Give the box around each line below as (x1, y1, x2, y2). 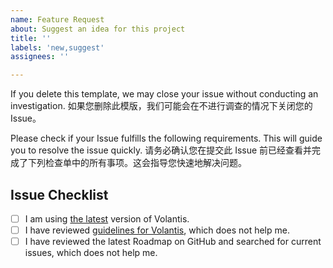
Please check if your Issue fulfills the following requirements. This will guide (10, 132, 323, 145)
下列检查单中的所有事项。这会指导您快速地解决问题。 (27, 157, 247, 169)
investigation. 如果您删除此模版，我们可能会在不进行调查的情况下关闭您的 (10, 100, 313, 112)
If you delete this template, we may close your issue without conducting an (10, 88, 319, 100)
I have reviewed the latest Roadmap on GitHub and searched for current (24, 236, 322, 248)
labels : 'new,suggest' (10, 42, 105, 53)
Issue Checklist (10, 186, 109, 203)
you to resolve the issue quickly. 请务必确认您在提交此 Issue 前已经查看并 (10, 144, 313, 156)
